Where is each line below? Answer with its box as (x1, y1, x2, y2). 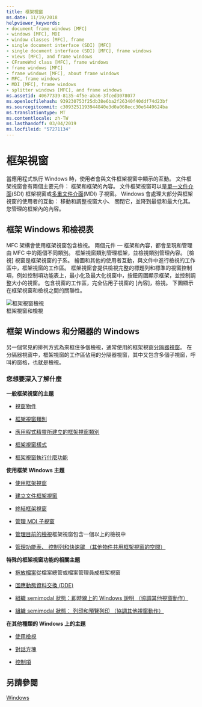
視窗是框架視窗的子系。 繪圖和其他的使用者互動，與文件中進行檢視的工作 (14, 256, 195, 264)
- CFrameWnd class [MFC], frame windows (6, 59, 109, 65)
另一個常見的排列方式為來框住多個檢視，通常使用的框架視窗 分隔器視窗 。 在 (6, 344, 192, 351)
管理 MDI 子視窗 (14, 517, 55, 525)
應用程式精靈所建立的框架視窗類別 (14, 428, 100, 435)
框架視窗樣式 (14, 440, 47, 448)
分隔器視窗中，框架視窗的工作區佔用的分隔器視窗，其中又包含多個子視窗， (6, 351, 191, 358)
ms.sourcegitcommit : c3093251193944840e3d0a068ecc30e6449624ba (6, 103, 168, 110)
